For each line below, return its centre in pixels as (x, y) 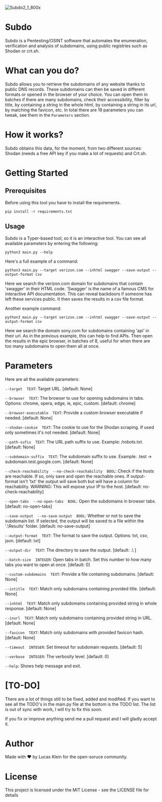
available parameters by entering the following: (52, 243)
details (12, 795)
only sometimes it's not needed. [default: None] (52, 432)
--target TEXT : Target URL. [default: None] (49, 389)
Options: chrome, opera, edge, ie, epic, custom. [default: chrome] (70, 403)
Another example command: (33, 308)
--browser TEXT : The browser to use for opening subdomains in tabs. (74, 398)
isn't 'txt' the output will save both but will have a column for (79, 481)
